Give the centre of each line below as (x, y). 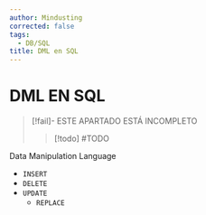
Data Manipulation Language (63, 156)
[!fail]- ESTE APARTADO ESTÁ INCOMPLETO (114, 121)
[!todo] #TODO (82, 139)
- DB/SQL (34, 43)
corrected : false (42, 26)
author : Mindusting (46, 18)
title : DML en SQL (44, 51)
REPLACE (50, 203)
